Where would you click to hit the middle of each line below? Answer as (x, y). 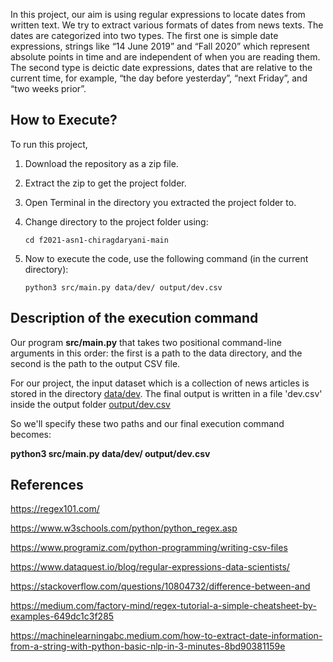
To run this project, (49, 144)
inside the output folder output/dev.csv (90, 404)
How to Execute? (64, 120)
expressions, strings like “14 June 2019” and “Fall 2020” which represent (160, 46)
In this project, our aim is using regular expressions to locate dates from (158, 14)
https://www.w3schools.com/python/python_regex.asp (124, 528)
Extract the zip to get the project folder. (105, 183)
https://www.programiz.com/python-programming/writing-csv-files (149, 548)
